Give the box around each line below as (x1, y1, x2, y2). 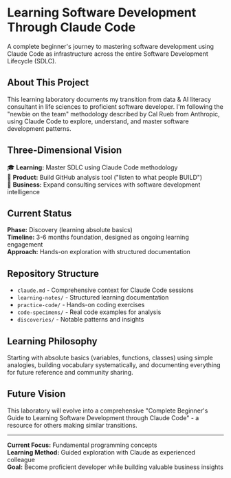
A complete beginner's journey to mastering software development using (7, 42, 214, 50)
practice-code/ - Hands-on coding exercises (16, 301, 145, 309)
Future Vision (7, 388, 66, 400)
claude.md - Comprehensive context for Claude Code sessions (16, 286, 194, 294)
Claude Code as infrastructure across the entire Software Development (7, 50, 208, 58)
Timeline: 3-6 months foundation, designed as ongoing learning (7, 233, 189, 242)
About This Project (7, 77, 89, 89)
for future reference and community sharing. (7, 368, 133, 376)
